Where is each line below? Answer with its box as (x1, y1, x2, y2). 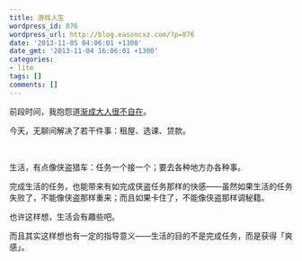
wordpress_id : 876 (9, 22, 78, 31)
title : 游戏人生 (9, 13, 65, 22)
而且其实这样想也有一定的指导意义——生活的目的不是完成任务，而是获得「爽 (9, 230, 293, 241)
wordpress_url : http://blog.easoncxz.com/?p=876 (9, 30, 195, 39)
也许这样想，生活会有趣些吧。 (9, 211, 120, 221)
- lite (9, 64, 34, 73)
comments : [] (9, 80, 58, 89)
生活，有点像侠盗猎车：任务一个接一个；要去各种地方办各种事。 (9, 161, 245, 172)
